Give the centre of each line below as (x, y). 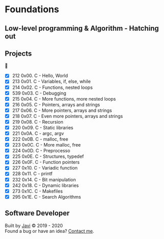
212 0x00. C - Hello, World (40, 76)
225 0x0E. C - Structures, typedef (48, 156)
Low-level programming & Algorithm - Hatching (82, 28)
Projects (18, 53)
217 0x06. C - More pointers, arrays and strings (62, 110)
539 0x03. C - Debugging (39, 93)
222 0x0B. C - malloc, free (40, 139)
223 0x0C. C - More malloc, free (46, 145)
